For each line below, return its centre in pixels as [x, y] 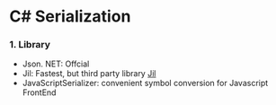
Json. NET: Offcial [56, 64]
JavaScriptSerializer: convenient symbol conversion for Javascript [145, 83]
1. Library [30, 45]
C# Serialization [70, 17]
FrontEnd [39, 92]
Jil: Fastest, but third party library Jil [89, 74]
